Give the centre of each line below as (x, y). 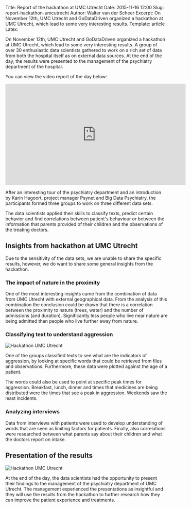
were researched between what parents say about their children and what (84, 434)
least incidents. (21, 398)
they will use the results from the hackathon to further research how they (83, 494)
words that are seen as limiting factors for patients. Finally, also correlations (85, 428)
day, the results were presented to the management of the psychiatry (79, 61)
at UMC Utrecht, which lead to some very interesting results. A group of (81, 45)
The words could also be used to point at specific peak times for (74, 382)
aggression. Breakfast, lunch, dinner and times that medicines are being (82, 388)
